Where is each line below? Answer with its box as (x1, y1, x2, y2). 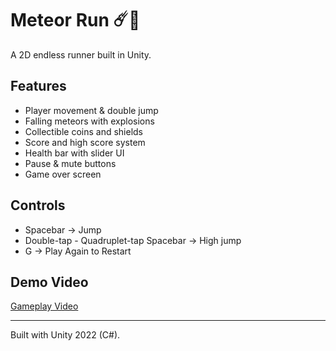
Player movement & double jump (24, 104, 159, 116)
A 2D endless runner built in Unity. (10, 48, 152, 61)
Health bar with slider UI (24, 147, 125, 159)
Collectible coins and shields (24, 125, 143, 137)
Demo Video (10, 273, 89, 291)
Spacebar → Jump (24, 223, 102, 236)
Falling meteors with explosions (24, 115, 155, 127)
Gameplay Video (10, 300, 79, 312)
